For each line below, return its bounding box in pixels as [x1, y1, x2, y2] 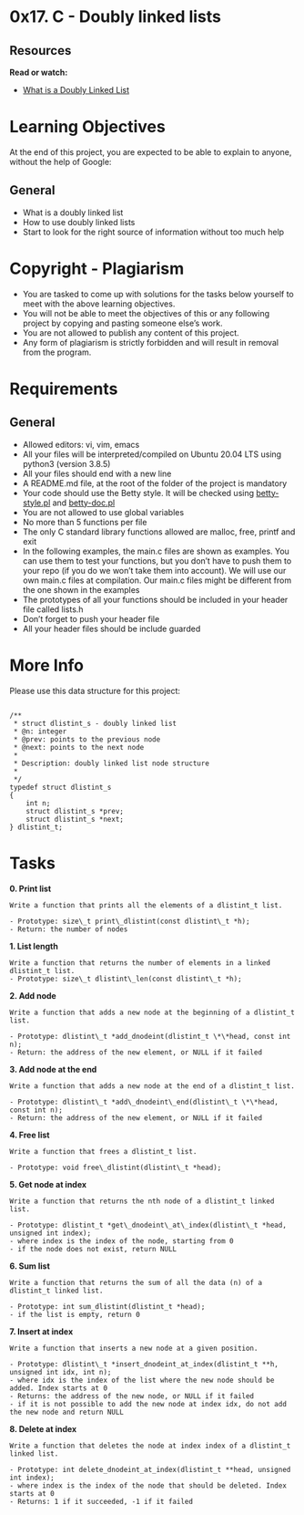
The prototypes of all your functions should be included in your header [22, 594, 289, 605]
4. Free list [9, 1129, 50, 1140]
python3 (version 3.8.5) [22, 458, 111, 469]
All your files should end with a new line [22, 468, 172, 479]
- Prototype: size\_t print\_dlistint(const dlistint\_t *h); [9, 917, 250, 926]
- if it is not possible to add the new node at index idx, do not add [9, 1399, 287, 1408]
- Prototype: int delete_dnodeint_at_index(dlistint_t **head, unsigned [9, 1465, 291, 1474]
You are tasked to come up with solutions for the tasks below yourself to [22, 288, 294, 299]
